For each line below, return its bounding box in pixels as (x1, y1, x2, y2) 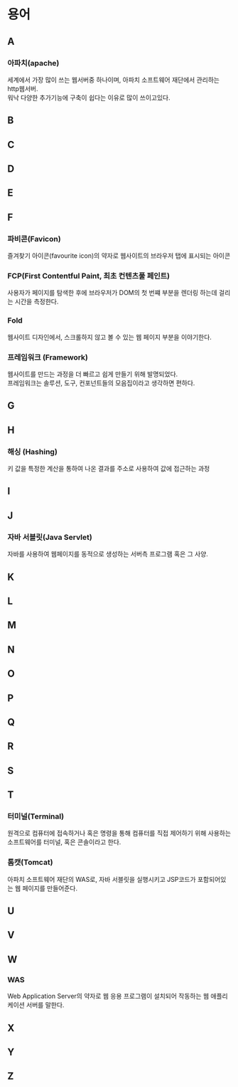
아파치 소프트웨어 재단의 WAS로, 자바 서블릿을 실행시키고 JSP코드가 (7, 875, 197, 883)
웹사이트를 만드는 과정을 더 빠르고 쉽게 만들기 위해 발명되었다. (7, 370, 178, 378)
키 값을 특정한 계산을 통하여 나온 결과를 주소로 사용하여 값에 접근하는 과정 (7, 464, 210, 473)
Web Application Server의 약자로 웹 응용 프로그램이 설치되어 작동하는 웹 (7, 992, 210, 1001)
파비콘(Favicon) (7, 234, 62, 244)
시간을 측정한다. (14, 297, 59, 306)
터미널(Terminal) (7, 811, 65, 821)
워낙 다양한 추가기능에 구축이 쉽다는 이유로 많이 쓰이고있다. (7, 93, 171, 102)
